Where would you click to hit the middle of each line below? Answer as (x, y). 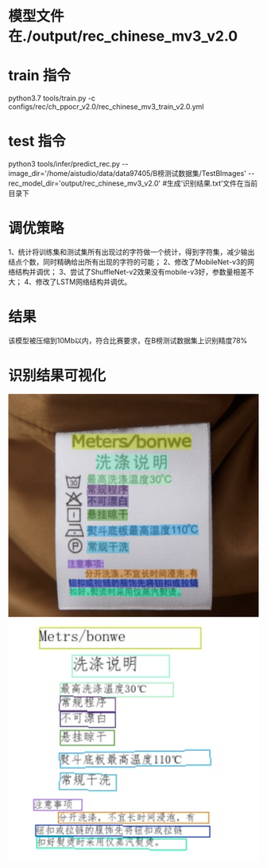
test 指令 (37, 141)
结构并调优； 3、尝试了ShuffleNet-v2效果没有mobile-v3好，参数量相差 (131, 272)
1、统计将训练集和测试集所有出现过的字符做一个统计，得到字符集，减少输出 (132, 252)
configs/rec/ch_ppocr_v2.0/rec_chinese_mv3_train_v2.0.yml (106, 107)
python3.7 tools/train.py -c (52, 98)
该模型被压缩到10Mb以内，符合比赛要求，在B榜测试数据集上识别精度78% (128, 340)
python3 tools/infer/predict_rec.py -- (68, 164)
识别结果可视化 (57, 376)
